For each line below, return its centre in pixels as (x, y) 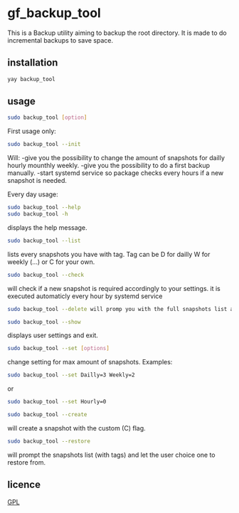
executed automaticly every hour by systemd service (85, 296)
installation (33, 63)
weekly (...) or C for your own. (51, 262)
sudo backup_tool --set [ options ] (59, 349)
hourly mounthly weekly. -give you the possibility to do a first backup (109, 166)
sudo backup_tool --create (47, 415)
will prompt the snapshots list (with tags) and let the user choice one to (111, 455)
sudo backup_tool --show (44, 322)
